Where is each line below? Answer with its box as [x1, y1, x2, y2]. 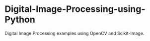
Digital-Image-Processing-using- [4, 3, 146, 15]
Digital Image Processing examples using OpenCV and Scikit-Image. [4, 30, 145, 36]
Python [4, 14, 35, 25]
